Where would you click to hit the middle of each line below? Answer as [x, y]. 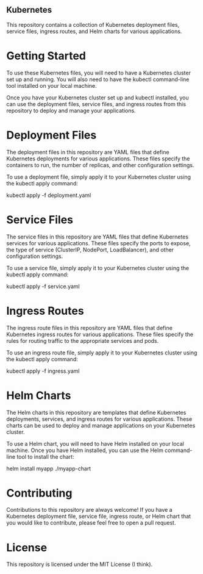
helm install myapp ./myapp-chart [49, 468]
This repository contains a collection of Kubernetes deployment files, [93, 24]
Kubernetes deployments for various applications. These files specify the [98, 159]
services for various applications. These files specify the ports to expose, [98, 243]
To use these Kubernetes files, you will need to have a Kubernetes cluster [98, 73]
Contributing [39, 493]
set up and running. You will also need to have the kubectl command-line [98, 79]
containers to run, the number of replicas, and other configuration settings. [100, 165]
